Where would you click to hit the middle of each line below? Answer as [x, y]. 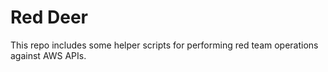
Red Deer [49, 17]
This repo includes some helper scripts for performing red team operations [164, 45]
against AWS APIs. [48, 55]
